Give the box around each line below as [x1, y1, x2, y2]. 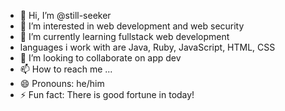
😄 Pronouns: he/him [19, 78, 105, 89]
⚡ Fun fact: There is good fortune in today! [19, 89, 195, 100]
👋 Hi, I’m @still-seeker [19, 10, 112, 21]
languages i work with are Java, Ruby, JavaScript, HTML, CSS [19, 41, 276, 53]
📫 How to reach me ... [19, 63, 113, 75]
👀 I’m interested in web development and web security [19, 20, 245, 32]
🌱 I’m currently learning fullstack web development [19, 31, 230, 42]
